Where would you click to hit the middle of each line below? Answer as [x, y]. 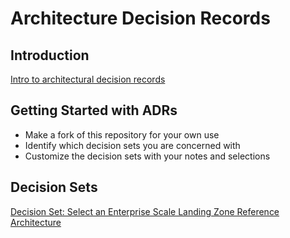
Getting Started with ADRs [94, 110]
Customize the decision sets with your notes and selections [147, 156]
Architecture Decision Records [140, 18]
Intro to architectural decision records [88, 79]
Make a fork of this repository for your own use [122, 134]
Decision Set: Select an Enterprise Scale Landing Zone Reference [145, 211]
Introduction [50, 55]
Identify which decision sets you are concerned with [132, 145]
